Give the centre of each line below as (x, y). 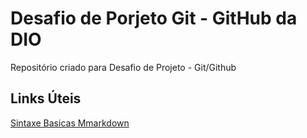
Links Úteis (46, 98)
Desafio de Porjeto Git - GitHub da (154, 18)
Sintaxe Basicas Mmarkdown (70, 123)
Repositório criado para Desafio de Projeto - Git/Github (123, 67)
